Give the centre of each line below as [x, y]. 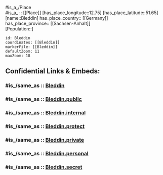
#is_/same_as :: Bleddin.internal [46, 113]
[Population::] [19, 29]
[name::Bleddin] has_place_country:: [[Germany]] [57, 18]
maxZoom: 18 [18, 56]
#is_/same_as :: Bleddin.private [45, 140]
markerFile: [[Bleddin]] [31, 47]
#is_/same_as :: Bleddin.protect [45, 126]
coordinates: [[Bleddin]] [32, 42]
